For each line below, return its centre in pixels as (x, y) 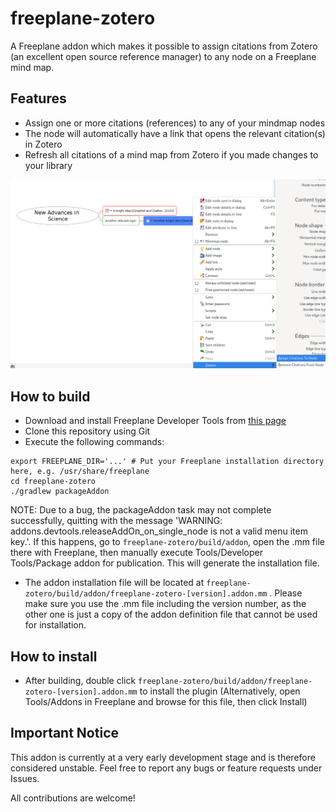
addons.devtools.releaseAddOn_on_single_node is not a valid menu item (159, 531)
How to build (50, 396)
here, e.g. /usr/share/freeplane (80, 472)
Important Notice (64, 733)
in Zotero (43, 144)
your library (48, 165)
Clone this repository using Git (87, 431)
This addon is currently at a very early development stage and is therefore (163, 757)
